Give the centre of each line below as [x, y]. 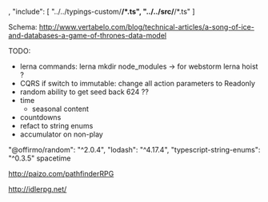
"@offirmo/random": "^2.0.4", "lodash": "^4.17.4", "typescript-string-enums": [134, 150]
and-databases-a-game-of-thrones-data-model [87, 36]
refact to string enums [56, 126]
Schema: [23, 27]
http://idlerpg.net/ [38, 189]
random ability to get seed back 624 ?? [84, 92]
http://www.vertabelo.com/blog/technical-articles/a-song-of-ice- [146, 27]
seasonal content [60, 109]
